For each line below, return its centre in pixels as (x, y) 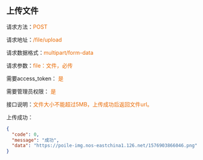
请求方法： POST (27, 27)
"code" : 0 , (26, 134)
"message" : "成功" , (36, 140)
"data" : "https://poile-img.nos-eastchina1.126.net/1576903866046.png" (105, 146)
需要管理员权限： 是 (31, 91)
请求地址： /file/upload (34, 40)
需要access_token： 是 (35, 78)
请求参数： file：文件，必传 (40, 65)
